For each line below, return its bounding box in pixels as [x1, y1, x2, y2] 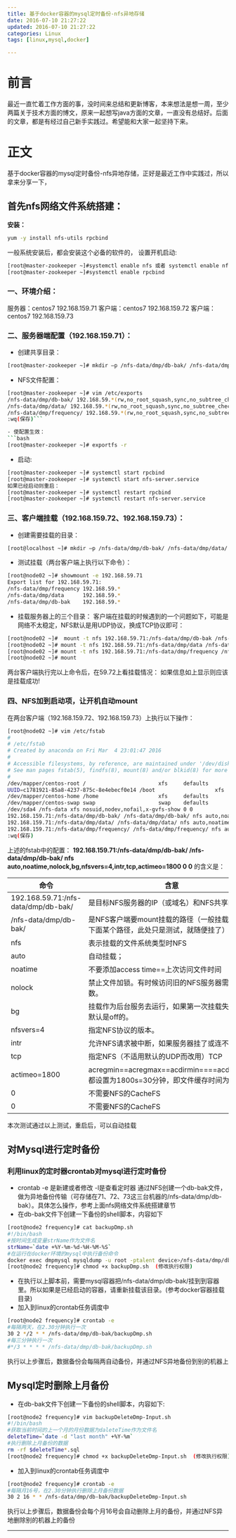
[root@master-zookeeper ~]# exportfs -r [7, 442, 128, 449]
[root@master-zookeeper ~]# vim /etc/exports [7, 390, 143, 397]
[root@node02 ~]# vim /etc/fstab [7, 727, 105, 735]
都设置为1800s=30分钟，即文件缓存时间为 [88, 1075, 230, 1085]
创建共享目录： [17, 348, 61, 357]
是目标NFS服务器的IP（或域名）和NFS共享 [88, 897, 228, 907]
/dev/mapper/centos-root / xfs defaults [7, 780, 209, 787]
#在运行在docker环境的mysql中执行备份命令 [7, 1250, 119, 1257]
